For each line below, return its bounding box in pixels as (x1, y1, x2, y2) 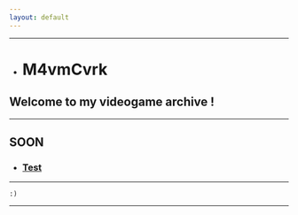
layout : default (9, 12, 69, 22)
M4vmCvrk (21, 59, 108, 80)
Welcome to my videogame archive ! (9, 95, 215, 110)
